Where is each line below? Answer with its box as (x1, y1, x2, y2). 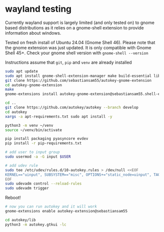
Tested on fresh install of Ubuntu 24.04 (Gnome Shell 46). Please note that (5, 39, 155, 45)
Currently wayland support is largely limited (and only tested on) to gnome (5, 20, 155, 25)
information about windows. (5, 30, 61, 36)
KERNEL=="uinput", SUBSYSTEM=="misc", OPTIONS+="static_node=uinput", (5, 172, 152, 177)
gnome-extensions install (5, 92, 58, 96)
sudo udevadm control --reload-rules (5, 181, 82, 186)
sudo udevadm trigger (5, 186, 49, 191)
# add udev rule (5, 163, 38, 168)
